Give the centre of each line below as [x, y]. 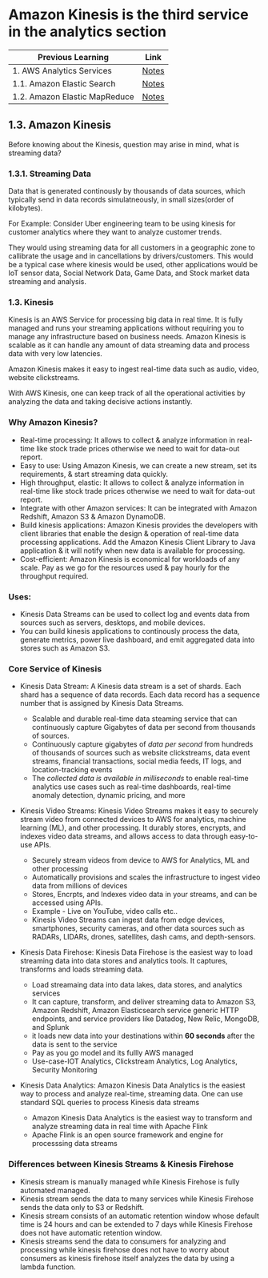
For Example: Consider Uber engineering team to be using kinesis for [122, 224]
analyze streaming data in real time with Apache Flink [120, 1127]
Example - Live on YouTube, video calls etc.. [105, 911]
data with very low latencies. [55, 354]
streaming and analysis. [47, 282]
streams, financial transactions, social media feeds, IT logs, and [136, 761]
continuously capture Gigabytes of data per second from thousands [144, 727]
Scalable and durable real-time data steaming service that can [134, 719]
